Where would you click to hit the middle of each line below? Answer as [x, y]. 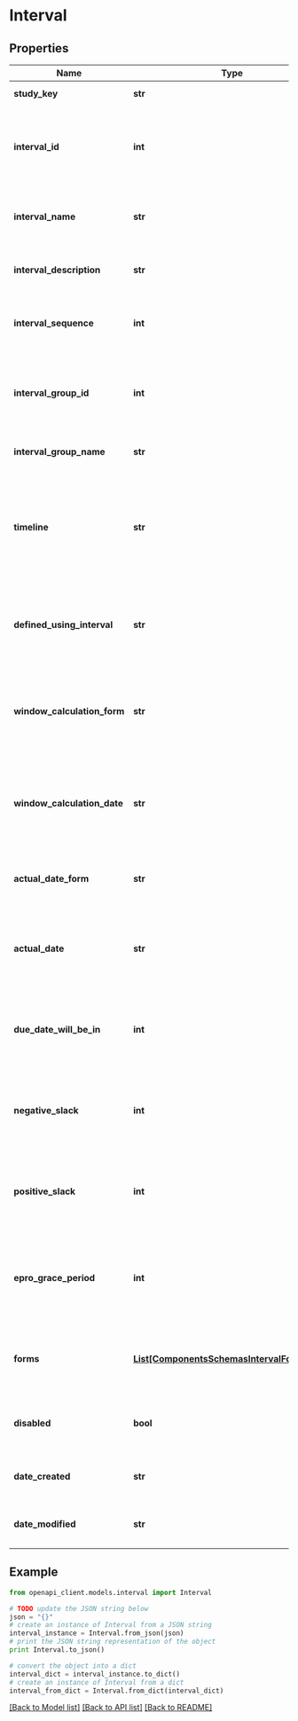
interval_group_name [59, 452]
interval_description [57, 270]
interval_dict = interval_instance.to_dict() [94, 1674]
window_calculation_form [69, 711]
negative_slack [46, 1110]
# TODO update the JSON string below [79, 1608]
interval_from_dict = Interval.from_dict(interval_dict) [117, 1691]
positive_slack [45, 1191]
